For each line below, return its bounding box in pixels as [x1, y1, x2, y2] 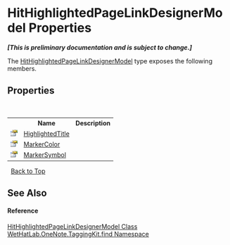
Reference [7, 206, 39, 215]
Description [75, 119, 111, 127]
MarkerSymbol [23, 151, 67, 159]
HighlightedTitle [23, 129, 70, 138]
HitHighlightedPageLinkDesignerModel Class [7, 222, 138, 231]
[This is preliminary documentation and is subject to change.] [7, 43, 192, 51]
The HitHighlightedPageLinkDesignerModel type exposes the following [7, 56, 213, 65]
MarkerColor [23, 139, 60, 149]
